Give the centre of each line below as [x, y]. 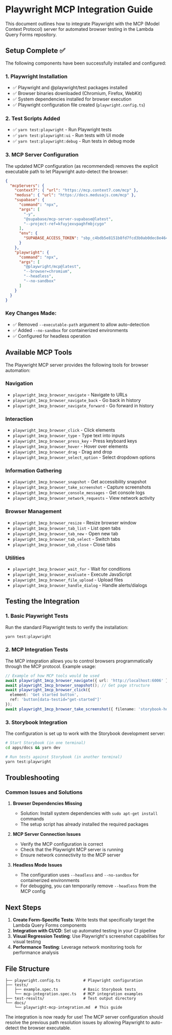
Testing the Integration [42, 601]
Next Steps [23, 907]
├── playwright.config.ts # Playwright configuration [74, 980]
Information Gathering [34, 471]
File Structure [27, 969]
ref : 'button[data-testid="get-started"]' [56, 700]
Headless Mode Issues [37, 865]
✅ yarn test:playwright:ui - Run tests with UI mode [68, 135]
